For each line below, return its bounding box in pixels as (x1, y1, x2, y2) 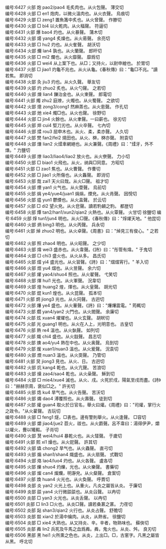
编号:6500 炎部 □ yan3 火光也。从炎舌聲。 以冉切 (5, 495, 107, 501)
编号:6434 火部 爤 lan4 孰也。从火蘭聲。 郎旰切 (5, 48, 102, 54)
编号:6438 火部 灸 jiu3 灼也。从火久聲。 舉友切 (5, 79, 101, 84)
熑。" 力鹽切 (5, 147, 31, 153)
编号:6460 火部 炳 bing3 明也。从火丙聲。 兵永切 (5, 222, 105, 228)
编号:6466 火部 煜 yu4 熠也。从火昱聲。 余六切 (5, 265, 101, 271)
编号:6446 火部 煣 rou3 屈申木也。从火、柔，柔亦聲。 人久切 (5, 129, 129, 134)
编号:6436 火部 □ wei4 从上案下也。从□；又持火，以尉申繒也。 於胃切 (5, 60, 150, 66)
